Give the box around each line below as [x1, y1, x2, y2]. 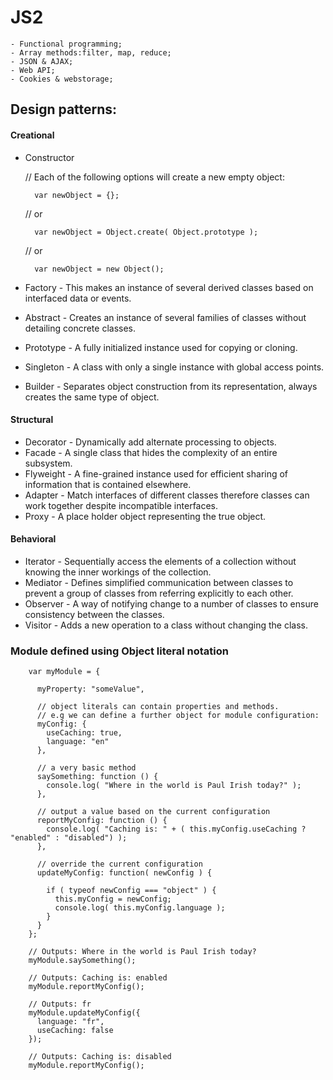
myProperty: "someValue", [36, 684, 145, 695]
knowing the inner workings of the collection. [24, 566, 212, 578]
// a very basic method [36, 763, 137, 773]
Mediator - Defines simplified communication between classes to [24, 576, 294, 588]
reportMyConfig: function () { [36, 816, 168, 826]
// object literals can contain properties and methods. [36, 702, 280, 712]
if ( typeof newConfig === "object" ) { [46, 886, 217, 896]
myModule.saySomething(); [28, 956, 137, 966]
